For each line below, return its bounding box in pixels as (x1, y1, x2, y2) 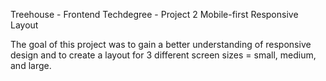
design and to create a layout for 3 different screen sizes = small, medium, (10, 49, 317, 61)
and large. (10, 60, 52, 71)
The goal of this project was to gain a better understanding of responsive (10, 39, 312, 50)
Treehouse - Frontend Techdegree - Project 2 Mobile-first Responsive (10, 9, 299, 20)
